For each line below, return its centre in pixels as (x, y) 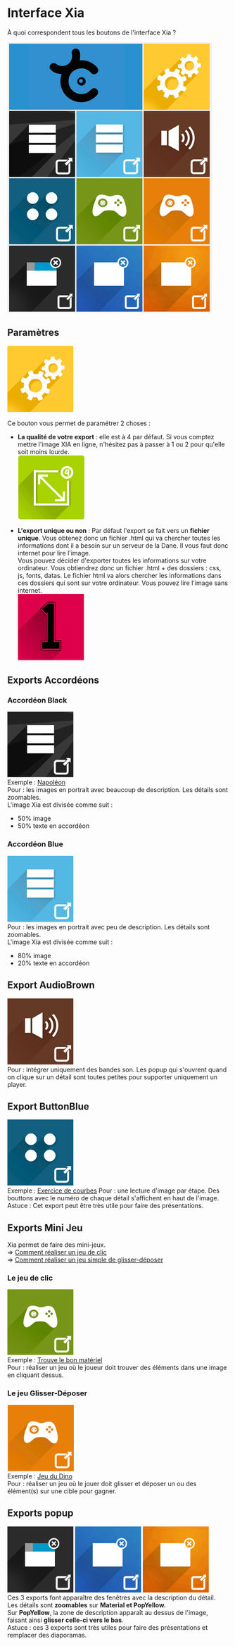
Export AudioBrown (51, 985)
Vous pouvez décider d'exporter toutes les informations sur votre (112, 560)
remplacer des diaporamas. (47, 1635)
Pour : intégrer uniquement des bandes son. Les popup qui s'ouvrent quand (117, 1069)
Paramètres (33, 333)
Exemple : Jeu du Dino (40, 1476)
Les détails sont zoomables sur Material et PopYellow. (87, 1605)
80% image (34, 955)
